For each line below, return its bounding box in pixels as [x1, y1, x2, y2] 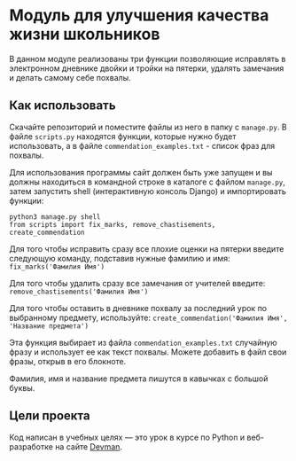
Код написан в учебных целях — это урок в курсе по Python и [9, 432, 245, 442]
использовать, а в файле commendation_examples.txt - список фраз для [9, 140, 276, 151]
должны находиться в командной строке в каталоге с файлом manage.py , [9, 176, 286, 187]
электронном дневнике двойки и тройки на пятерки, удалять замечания [9, 63, 284, 74]
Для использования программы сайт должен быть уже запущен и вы [9, 167, 273, 177]
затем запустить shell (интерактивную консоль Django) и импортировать [9, 185, 286, 196]
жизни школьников [9, 24, 160, 44]
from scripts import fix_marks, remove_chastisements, [9, 220, 216, 229]
